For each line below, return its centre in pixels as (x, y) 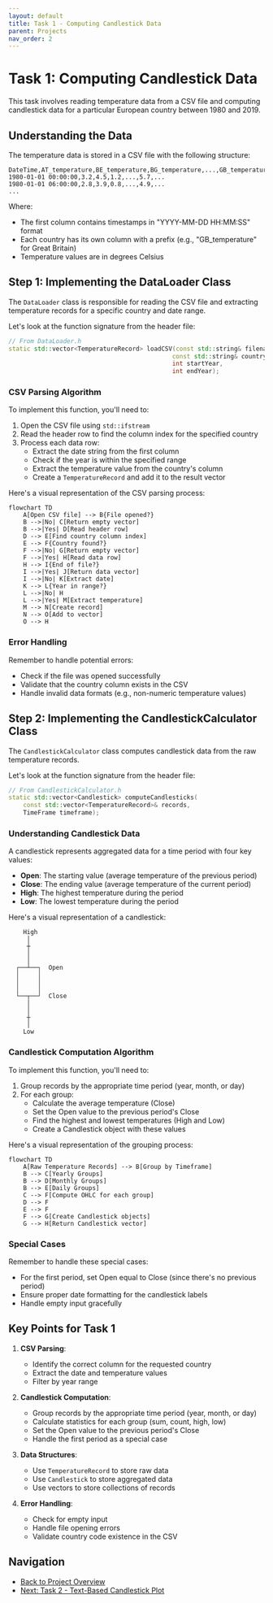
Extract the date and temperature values (100, 1373)
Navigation (37, 1562)
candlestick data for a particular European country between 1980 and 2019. (135, 110)
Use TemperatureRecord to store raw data (100, 1470)
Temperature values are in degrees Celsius (92, 256)
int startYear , (197, 364)
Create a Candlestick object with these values (109, 1129)
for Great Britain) (48, 248)
